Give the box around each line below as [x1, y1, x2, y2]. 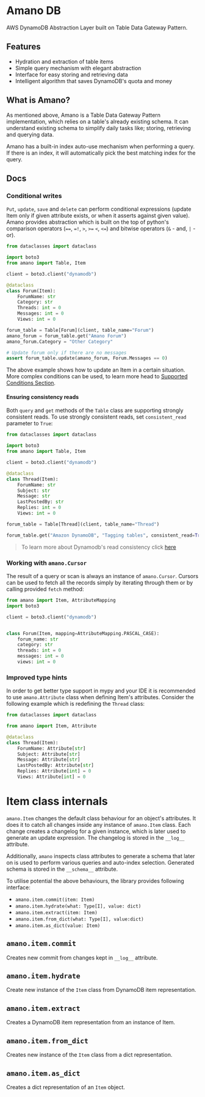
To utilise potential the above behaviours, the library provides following [6, 877, 184, 884]
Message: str [17, 493, 51, 499]
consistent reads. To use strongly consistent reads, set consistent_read [6, 413, 187, 420]
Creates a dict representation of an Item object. [6, 1083, 125, 1091]
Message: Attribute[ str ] [17, 757, 81, 763]
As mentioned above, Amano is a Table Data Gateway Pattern [6, 111, 160, 119]
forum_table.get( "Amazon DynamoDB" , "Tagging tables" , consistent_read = [6, 532, 195, 538]
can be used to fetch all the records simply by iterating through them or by [6, 579, 193, 586]
